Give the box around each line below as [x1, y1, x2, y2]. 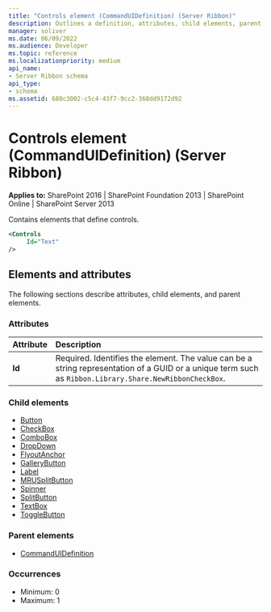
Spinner [19, 484, 47, 494]
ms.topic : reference [8, 49, 78, 57]
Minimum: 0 [19, 587, 60, 597]
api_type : [8, 79, 42, 87]
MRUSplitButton [19, 475, 73, 485]
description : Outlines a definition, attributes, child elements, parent [8, 19, 262, 27]
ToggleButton [19, 510, 65, 520]
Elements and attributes [8, 268, 131, 281]
